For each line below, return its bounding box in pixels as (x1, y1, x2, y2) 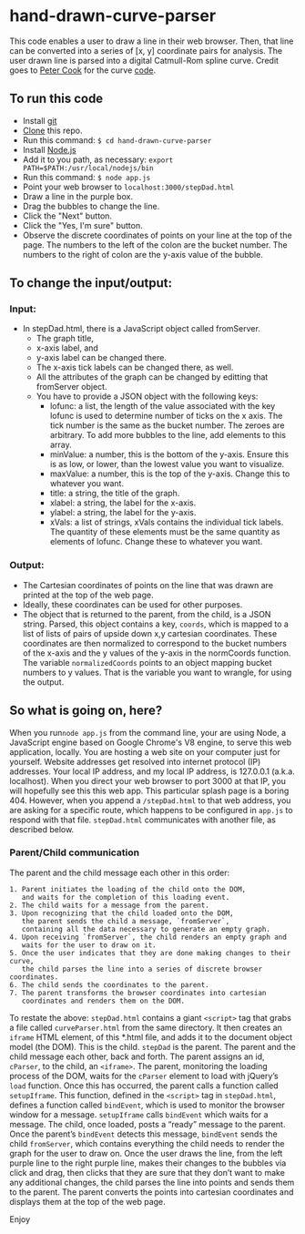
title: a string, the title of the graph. (49, 488, 180, 499)
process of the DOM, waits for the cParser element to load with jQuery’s (9, 1070, 280, 1081)
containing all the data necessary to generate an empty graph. (21, 924, 271, 933)
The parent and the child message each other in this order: (9, 867, 230, 878)
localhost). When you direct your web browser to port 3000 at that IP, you (9, 775, 287, 786)
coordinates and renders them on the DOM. (21, 996, 185, 1005)
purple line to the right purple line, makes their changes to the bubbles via (9, 1158, 287, 1168)
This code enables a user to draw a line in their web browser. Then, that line (9, 36, 294, 46)
